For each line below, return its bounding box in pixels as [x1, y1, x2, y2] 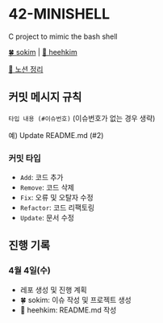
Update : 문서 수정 [19, 213, 75, 223]
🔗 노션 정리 [8, 64, 44, 73]
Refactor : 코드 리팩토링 [19, 203, 95, 212]
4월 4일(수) [8, 265, 51, 276]
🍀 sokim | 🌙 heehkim [8, 47, 78, 57]
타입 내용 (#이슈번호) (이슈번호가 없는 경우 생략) [8, 113, 156, 123]
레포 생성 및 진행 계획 [19, 284, 87, 295]
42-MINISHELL [8, 5, 111, 23]
